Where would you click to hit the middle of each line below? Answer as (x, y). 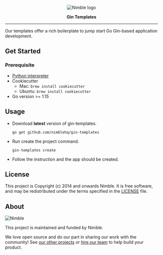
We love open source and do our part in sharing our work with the (71, 237)
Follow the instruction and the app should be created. (65, 159)
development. (19, 36)
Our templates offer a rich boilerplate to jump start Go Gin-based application (81, 31)
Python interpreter (30, 76)
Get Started (23, 51)
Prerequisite (20, 65)
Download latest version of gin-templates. (54, 123)
